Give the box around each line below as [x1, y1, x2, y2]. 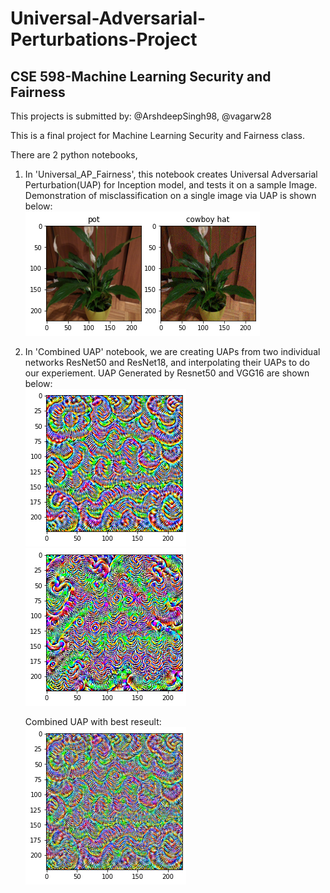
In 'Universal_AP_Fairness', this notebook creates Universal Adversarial [24, 168, 318, 180]
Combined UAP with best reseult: [24, 716, 162, 727]
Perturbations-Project [10, 28, 198, 51]
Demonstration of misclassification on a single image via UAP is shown [24, 190, 317, 201]
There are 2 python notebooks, [10, 149, 138, 161]
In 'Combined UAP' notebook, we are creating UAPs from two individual [24, 346, 321, 357]
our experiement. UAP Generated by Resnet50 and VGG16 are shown [24, 367, 310, 379]
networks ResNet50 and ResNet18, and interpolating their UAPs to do [24, 357, 310, 368]
